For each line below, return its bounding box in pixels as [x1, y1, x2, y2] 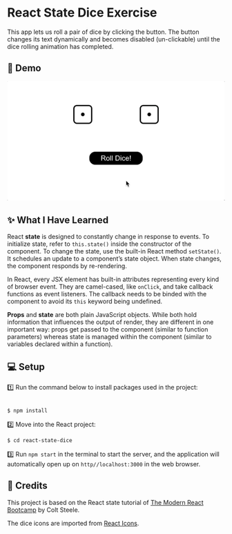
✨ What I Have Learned [7, 214, 109, 226]
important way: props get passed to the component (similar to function [7, 325, 209, 334]
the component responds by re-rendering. [7, 262, 128, 270]
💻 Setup [7, 361, 45, 372]
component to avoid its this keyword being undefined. [7, 297, 162, 305]
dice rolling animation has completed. [7, 42, 114, 50]
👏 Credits [7, 480, 48, 492]
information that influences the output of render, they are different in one [7, 318, 214, 326]
